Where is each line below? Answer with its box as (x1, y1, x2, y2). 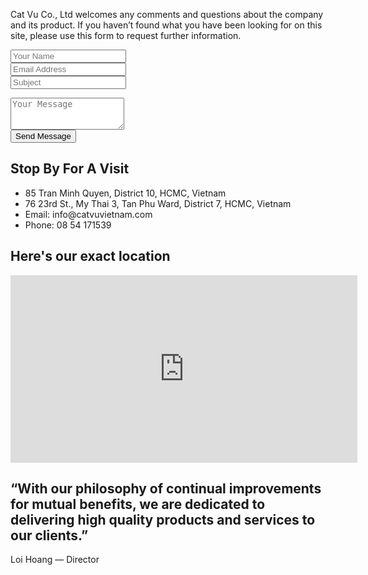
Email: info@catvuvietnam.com (24, 208, 153, 220)
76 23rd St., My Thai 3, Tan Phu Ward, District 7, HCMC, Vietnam (24, 197, 292, 209)
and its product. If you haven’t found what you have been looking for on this (10, 19, 323, 31)
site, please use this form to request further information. (10, 30, 242, 41)
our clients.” (10, 527, 89, 544)
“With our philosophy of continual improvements (10, 480, 322, 498)
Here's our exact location (10, 248, 171, 265)
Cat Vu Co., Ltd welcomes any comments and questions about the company (10, 9, 324, 20)
